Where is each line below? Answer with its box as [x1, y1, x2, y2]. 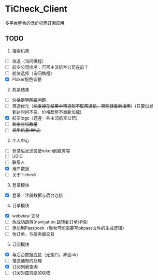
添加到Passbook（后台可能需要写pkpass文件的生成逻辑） [12, 225, 127, 231]
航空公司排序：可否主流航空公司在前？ [12, 64, 88, 70]
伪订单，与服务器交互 [12, 231, 55, 237]
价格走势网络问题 [12, 97, 46, 103]
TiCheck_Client [5, 3, 68, 15]
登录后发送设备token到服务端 [12, 148, 70, 154]
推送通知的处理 [12, 258, 42, 264]
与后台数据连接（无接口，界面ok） [12, 251, 81, 257]
